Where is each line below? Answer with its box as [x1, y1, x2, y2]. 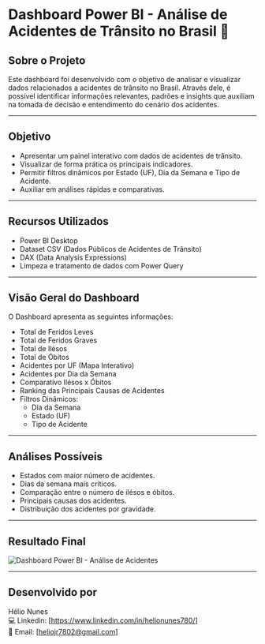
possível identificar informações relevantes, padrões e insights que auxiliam [8, 92, 255, 100]
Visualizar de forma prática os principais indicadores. [19, 159, 193, 169]
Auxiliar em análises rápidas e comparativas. [19, 184, 166, 194]
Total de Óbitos [19, 353, 69, 362]
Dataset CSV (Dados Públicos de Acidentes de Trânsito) [19, 244, 203, 253]
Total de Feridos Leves [19, 328, 94, 337]
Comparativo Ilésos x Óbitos [19, 377, 112, 388]
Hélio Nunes [8, 606, 49, 616]
